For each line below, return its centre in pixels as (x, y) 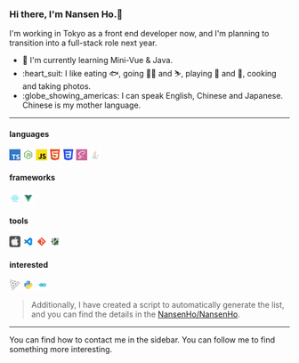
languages (29, 133)
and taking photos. (57, 86)
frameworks (32, 178)
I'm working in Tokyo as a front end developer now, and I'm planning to (139, 34)
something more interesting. (61, 350)
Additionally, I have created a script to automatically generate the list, (158, 305)
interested (29, 264)
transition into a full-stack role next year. (83, 43)
